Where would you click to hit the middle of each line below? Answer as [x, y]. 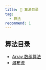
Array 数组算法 [26, 57]
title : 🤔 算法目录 [22, 9]
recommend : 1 [18, 23]
